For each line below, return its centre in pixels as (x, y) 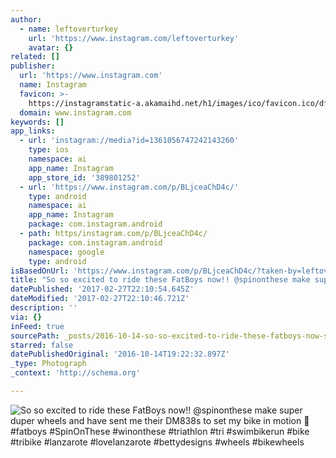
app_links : (33, 131)
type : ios (49, 150)
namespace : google (66, 252)
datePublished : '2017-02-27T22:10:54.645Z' (102, 289)
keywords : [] (37, 122)
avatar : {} (51, 47)
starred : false (42, 345)
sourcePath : (35, 336)
